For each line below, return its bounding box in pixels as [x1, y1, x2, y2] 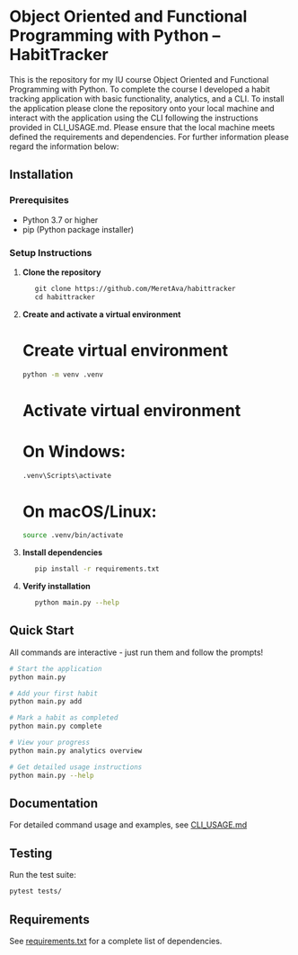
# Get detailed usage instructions [9, 762, 143, 772]
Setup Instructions [9, 246, 92, 259]
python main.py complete [9, 721, 102, 731]
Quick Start [9, 623, 74, 639]
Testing [9, 845, 53, 861]
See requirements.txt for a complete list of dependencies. [9, 935, 223, 946]
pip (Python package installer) [22, 224, 135, 234]
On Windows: [22, 441, 126, 462]
